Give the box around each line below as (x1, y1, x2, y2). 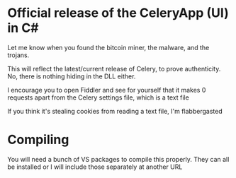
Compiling (7, 132, 69, 148)
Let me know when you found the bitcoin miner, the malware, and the (7, 43, 210, 52)
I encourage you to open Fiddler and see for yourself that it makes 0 (7, 85, 206, 94)
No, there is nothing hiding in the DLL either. (7, 72, 136, 81)
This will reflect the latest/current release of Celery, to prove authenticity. (7, 64, 221, 73)
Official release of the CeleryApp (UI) (7, 5, 229, 21)
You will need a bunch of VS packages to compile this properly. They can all (7, 155, 230, 163)
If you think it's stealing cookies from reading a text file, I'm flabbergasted (7, 107, 223, 115)
